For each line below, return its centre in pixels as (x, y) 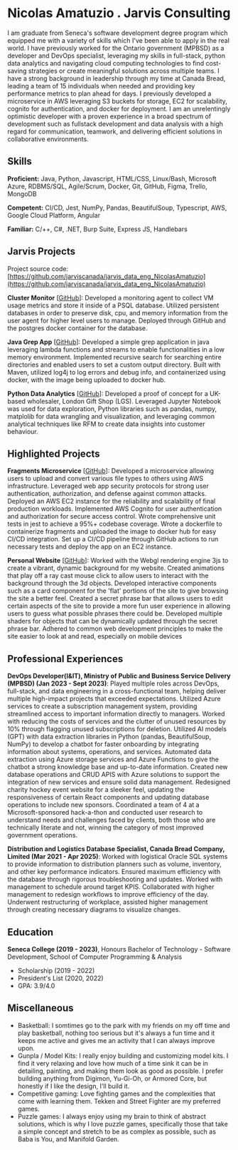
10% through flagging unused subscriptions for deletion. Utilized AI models (117, 729)
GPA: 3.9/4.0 (36, 986)
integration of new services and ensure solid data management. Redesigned (119, 782)
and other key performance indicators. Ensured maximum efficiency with (114, 872)
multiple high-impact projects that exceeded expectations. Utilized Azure (114, 699)
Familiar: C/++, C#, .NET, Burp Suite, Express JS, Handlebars (98, 229)
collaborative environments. (48, 139)
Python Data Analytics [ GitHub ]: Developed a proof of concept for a (108, 393)
